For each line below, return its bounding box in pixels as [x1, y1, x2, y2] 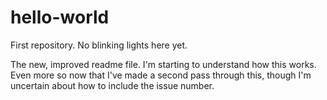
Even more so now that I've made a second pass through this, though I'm [10, 69, 312, 81]
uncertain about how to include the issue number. [10, 79, 215, 91]
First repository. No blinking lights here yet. [10, 39, 188, 51]
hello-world [10, 6, 110, 29]
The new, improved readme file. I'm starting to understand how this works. [10, 58, 317, 70]
